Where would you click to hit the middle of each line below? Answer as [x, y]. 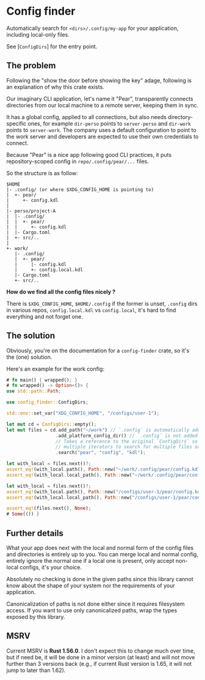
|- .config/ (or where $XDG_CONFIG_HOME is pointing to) [80, 190]
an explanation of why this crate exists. [56, 87]
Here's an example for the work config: [56, 369]
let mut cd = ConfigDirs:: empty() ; [52, 424]
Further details [35, 533]
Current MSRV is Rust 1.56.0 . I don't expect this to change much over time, [101, 651]
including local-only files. [38, 34]
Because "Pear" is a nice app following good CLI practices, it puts [89, 154]
